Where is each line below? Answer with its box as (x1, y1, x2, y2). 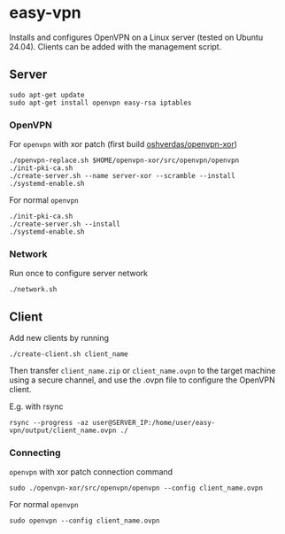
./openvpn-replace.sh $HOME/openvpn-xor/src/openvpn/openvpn (9, 156, 240, 166)
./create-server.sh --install (9, 220, 121, 228)
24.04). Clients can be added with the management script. (9, 41, 222, 51)
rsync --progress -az (9, 419, 89, 428)
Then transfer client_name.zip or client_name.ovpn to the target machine (9, 366, 276, 376)
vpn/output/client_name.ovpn (9, 426, 117, 436)
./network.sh (9, 285, 58, 294)
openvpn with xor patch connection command (9, 467, 173, 477)
